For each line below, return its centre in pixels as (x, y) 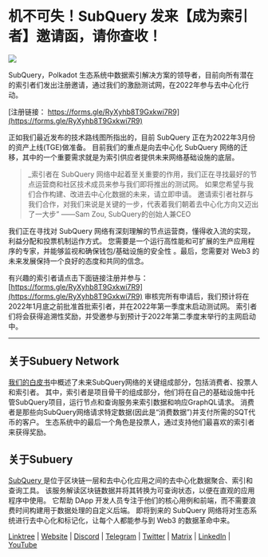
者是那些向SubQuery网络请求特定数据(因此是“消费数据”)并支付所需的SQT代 (132, 412)
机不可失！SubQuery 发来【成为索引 (128, 16)
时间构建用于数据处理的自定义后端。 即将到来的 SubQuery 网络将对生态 (132, 510)
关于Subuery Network (64, 361)
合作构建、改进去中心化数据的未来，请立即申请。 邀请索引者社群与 (144, 194)
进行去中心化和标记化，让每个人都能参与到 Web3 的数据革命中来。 (124, 520)
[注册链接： (27, 112)
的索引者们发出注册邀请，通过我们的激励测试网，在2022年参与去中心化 (125, 85)
